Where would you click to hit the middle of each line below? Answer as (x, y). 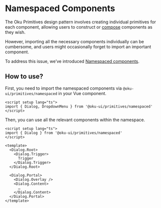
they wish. (15, 32)
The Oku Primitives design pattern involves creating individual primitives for (80, 22)
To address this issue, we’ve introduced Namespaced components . (72, 61)
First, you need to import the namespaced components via (64, 88)
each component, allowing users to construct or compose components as (79, 27)
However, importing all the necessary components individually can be (74, 41)
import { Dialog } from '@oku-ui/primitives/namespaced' (64, 133)
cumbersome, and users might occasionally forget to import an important (78, 47)
